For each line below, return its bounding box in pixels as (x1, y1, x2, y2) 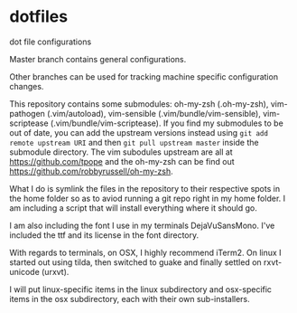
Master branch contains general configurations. (9, 53, 187, 64)
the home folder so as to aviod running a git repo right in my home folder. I (9, 193, 286, 204)
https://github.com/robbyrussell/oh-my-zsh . (9, 166, 173, 176)
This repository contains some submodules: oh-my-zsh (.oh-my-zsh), (9, 98, 269, 109)
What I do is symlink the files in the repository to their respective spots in (9, 183, 281, 194)
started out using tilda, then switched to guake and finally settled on (9, 256, 262, 268)
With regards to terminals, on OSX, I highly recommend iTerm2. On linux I (9, 247, 282, 258)
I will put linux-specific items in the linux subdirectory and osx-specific (9, 283, 273, 295)
